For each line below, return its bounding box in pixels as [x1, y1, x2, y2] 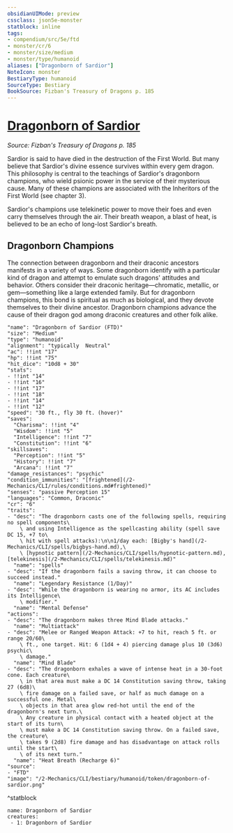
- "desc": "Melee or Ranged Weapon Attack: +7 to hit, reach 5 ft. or [7, 629, 217, 636]
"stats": [7, 367, 33, 374]
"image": [7, 775, 33, 782]
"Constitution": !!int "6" [13, 440, 92, 447]
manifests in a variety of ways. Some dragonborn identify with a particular [7, 266, 220, 274]
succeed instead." [7, 574, 61, 581]
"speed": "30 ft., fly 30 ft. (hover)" [7, 409, 123, 416]
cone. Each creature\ [7, 671, 70, 678]
